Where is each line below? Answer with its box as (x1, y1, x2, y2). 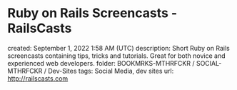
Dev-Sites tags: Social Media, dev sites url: (47, 66, 174, 75)
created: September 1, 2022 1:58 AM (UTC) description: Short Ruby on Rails (7, 44, 230, 52)
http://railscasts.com (7, 74, 69, 83)
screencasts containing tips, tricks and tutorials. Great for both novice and (7, 51, 226, 60)
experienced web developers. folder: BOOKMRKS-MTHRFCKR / (7, 59, 195, 67)
